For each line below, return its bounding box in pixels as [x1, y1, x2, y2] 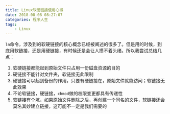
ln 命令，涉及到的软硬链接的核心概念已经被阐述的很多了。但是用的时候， [5, 41, 158, 48]
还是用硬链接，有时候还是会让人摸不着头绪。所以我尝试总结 [32, 48, 157, 54]
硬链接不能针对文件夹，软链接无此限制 [12, 71, 93, 77]
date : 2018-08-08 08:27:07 [5, 12, 63, 17]
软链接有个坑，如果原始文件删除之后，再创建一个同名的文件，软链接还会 [12, 97, 165, 103]
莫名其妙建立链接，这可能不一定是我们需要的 [12, 103, 107, 109]
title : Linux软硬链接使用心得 [5, 7, 64, 13]
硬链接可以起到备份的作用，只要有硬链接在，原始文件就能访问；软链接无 [12, 78, 165, 84]
